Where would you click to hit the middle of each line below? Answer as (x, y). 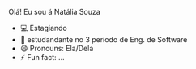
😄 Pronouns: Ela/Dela (57, 48)
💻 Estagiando (43, 28)
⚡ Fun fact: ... (42, 57)
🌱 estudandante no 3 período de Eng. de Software (104, 39)
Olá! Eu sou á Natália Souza (55, 12)
